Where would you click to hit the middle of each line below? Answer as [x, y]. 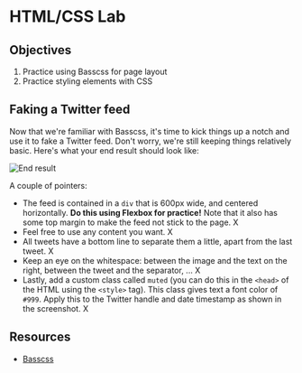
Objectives [41, 50]
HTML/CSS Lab [68, 17]
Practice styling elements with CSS [87, 81]
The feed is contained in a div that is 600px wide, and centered [140, 203]
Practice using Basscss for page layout [95, 71]
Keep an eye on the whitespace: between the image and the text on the [155, 260]
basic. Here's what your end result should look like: [105, 150]
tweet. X [38, 251]
